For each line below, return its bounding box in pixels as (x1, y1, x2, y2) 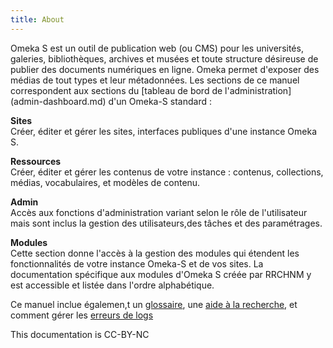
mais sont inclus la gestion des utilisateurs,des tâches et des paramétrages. (10, 217, 323, 229)
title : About (10, 14, 65, 25)
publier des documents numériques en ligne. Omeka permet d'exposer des (10, 63, 320, 75)
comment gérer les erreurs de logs (10, 309, 154, 321)
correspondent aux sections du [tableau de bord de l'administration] (10, 84, 292, 96)
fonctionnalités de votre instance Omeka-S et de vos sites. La (10, 257, 264, 270)
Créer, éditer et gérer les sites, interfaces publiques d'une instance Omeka (10, 125, 317, 137)
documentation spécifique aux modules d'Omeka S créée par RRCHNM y (10, 268, 312, 280)
